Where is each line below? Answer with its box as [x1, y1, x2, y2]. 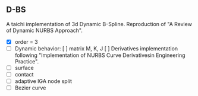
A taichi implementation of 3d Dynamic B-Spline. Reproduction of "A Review [6, 20, 192, 27]
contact [14, 71, 34, 78]
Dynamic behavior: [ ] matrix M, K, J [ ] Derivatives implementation [14, 44, 178, 52]
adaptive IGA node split [14, 78, 73, 85]
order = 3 [14, 38, 39, 45]
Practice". [14, 57, 39, 65]
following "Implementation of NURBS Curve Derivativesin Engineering [14, 52, 186, 59]
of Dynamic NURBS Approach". [6, 27, 83, 34]
